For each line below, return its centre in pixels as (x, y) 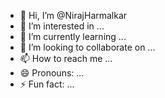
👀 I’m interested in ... (62, 26)
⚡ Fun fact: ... (47, 84)
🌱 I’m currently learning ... (73, 36)
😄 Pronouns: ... (52, 73)
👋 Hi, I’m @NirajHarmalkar (73, 15)
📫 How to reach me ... (66, 58)
